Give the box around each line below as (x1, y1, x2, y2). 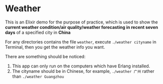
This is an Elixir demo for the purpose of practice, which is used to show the (5, 19, 158, 25)
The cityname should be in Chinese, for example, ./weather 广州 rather (12, 68, 155, 74)
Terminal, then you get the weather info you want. (5, 44, 105, 50)
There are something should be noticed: (5, 53, 86, 59)
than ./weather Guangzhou (12, 73, 64, 79)
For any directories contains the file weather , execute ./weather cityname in (5, 39, 157, 44)
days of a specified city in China (5, 29, 71, 35)
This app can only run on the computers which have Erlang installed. (12, 63, 150, 69)
